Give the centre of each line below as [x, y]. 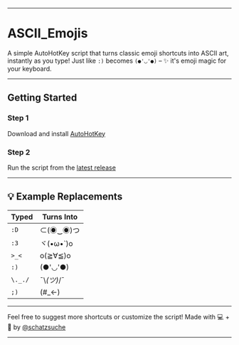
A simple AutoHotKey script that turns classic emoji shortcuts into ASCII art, [118, 53]
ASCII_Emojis [48, 34]
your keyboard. [30, 68]
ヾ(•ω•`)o [57, 243]
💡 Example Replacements [65, 197]
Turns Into [60, 217]
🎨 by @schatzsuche [37, 327]
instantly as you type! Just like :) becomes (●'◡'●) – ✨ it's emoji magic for [117, 61]
